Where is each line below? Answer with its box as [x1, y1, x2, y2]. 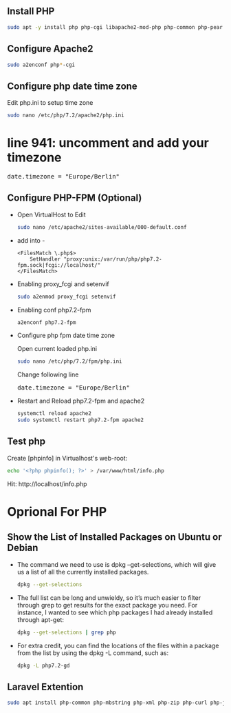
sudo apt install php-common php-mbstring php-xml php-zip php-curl [7, 699, 208, 706]
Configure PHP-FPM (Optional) [7, 192, 142, 204]
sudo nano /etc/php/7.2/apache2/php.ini [7, 112, 125, 119]
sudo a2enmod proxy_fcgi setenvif [16, 293, 116, 300]
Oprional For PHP [7, 503, 107, 519]
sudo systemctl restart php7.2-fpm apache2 [16, 416, 144, 423]
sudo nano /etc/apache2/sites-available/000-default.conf [16, 223, 187, 230]
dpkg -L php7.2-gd [16, 662, 70, 669]
